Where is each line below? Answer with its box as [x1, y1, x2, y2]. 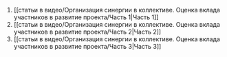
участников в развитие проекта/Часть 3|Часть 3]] [13, 43, 162, 50]
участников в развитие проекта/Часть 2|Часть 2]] [13, 27, 162, 36]
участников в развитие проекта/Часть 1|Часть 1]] [13, 13, 159, 21]
